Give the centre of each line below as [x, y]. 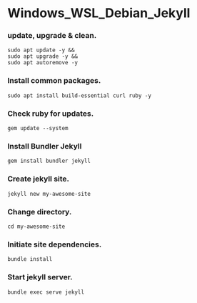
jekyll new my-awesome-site [49, 194]
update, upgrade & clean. [52, 36]
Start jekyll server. [40, 277]
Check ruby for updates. [51, 114]
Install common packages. [54, 81]
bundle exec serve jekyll [46, 292]
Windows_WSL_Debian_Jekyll [99, 13]
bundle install [30, 259]
